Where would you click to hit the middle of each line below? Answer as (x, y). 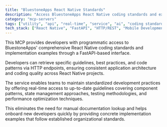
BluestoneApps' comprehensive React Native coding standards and (74, 48)
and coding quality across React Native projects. (55, 73)
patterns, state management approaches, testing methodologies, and (76, 94)
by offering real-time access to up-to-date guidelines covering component (81, 88)
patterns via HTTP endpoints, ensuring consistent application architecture (81, 68)
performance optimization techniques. (44, 99)
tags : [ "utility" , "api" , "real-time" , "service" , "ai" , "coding (74, 24)
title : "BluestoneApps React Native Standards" (55, 10)
